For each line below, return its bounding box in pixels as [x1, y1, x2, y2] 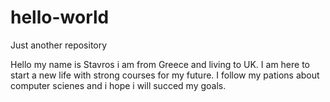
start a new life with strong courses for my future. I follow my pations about [10, 69, 320, 81]
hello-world [10, 6, 110, 29]
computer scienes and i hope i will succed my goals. [10, 79, 227, 91]
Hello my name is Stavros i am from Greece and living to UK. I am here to [10, 58, 311, 70]
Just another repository [10, 39, 108, 51]
